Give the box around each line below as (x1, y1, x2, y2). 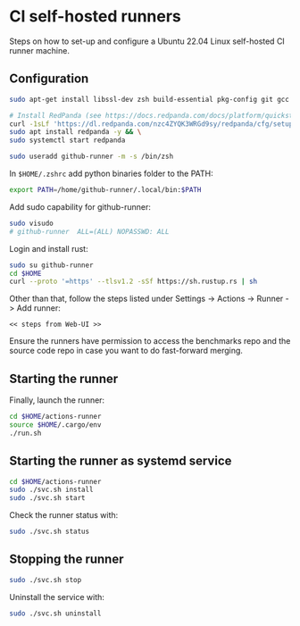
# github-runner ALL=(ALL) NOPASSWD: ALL (9, 227, 170, 236)
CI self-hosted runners (9, 6, 181, 27)
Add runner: (16, 303, 61, 313)
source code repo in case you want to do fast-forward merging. (9, 346, 244, 356)
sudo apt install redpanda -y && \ (9, 128, 142, 137)
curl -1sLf (9, 119, 50, 129)
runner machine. (9, 45, 70, 55)
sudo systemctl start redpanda (9, 136, 126, 145)
